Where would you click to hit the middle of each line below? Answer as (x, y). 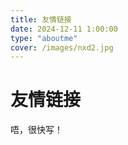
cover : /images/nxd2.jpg (62, 47)
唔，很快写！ (36, 130)
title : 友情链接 (41, 19)
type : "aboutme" (44, 38)
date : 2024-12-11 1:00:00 (64, 29)
